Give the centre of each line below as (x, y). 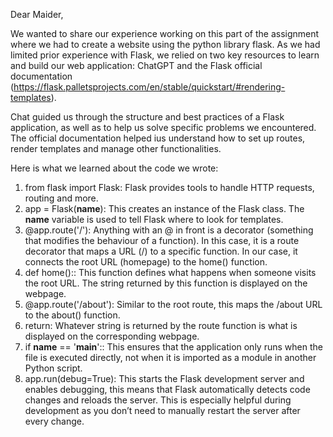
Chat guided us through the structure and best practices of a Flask (147, 117)
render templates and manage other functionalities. (116, 148)
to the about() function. (72, 315)
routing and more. (61, 198)
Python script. (53, 368)
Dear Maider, (37, 14)
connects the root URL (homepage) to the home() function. (146, 262)
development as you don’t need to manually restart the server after (162, 410)
